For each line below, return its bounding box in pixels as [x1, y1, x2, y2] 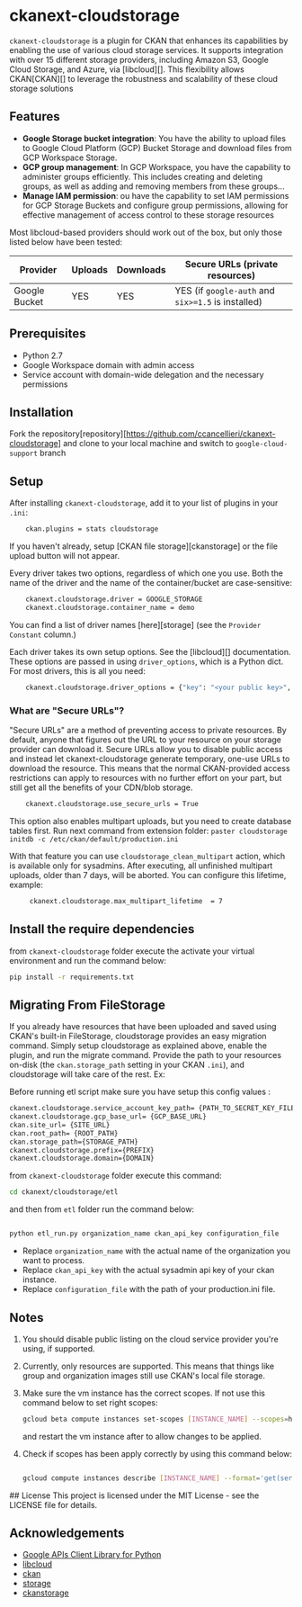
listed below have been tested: [9, 236, 123, 247]
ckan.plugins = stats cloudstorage [25, 525, 159, 534]
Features [9, 109, 60, 124]
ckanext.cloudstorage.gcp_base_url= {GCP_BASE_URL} [9, 1112, 207, 1121]
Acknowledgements [9, 1526, 125, 1541]
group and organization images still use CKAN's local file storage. [22, 1369, 266, 1381]
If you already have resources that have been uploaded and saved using [9, 1021, 277, 1032]
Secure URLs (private [184, 257, 279, 270]
